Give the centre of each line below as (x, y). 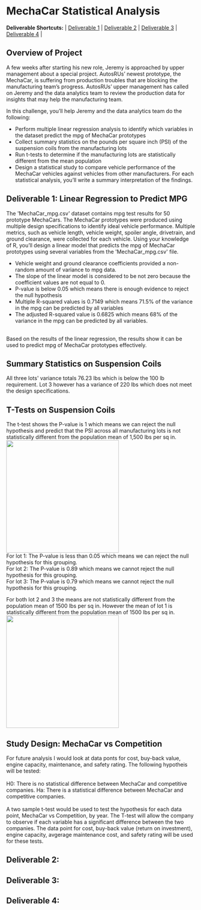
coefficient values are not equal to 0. (60, 282)
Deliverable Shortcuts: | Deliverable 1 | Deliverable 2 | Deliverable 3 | (92, 28)
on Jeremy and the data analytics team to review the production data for (95, 93)
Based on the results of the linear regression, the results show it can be (94, 339)
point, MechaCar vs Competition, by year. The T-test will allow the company (100, 815)
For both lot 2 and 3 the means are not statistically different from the (91, 600)
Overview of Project (44, 53)
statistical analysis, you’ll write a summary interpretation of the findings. (104, 180)
